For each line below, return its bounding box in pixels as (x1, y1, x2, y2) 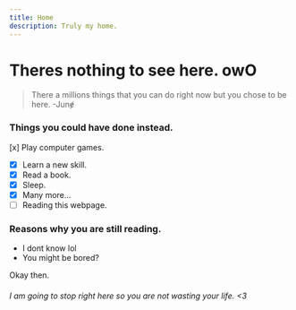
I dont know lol (21, 243, 77, 254)
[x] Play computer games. (9, 142, 105, 152)
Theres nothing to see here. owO (9, 60, 258, 81)
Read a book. (21, 169, 72, 180)
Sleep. (21, 179, 47, 190)
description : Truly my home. (9, 22, 118, 30)
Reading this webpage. (21, 199, 107, 211)
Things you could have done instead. (9, 122, 173, 134)
